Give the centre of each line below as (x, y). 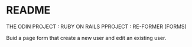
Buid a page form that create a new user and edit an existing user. (86, 38)
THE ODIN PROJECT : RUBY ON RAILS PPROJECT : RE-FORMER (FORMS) (97, 26)
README (28, 10)
